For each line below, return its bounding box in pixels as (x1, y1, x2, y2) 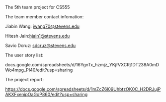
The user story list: (5, 52, 44, 58)
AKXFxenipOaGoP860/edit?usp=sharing (5, 92, 88, 97)
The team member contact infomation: (5, 14, 84, 19)
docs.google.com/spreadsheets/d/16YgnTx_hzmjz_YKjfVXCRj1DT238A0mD (5, 62, 159, 67)
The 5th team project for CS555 (5, 4, 70, 10)
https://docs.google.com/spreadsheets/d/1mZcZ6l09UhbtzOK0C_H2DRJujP (5, 86, 161, 92)
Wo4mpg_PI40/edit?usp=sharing (5, 67, 73, 73)
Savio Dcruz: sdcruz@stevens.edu (5, 43, 76, 49)
